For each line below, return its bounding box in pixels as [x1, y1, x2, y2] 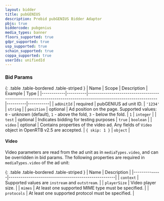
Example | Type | [5, 90, 39, 96]
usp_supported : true [5, 44, 48, 49]
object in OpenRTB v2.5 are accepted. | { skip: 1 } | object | [5, 127, 130, 133]
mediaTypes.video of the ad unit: [5, 160, 70, 166]
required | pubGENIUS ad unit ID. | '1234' [76, 100, 160, 106]
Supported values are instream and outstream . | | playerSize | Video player [5, 179, 156, 185]
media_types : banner [5, 30, 48, 35]
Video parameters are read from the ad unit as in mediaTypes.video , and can [5, 149, 159, 155]
